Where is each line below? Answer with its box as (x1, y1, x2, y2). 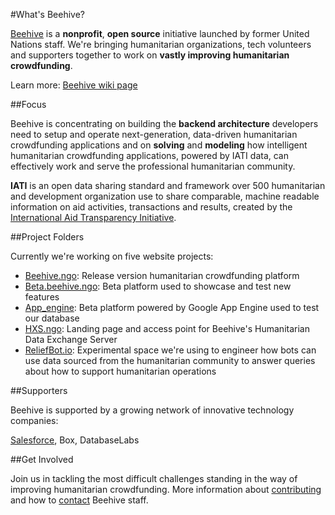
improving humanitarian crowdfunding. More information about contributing (10, 484, 322, 495)
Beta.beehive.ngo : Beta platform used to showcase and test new (24, 280, 292, 292)
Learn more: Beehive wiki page (10, 79, 138, 91)
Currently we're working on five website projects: (10, 250, 214, 262)
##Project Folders (10, 231, 85, 243)
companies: (10, 415, 59, 426)
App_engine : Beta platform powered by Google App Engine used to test (24, 302, 320, 313)
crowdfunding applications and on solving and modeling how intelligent (10, 139, 308, 151)
